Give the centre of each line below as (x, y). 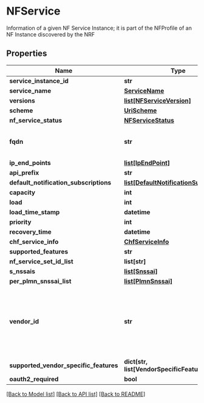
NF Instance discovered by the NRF (51, 34)
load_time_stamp (35, 212)
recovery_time (30, 232)
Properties (27, 54)
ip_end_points (30, 163)
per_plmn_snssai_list (40, 281)
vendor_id (24, 321)
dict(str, (136, 361)
